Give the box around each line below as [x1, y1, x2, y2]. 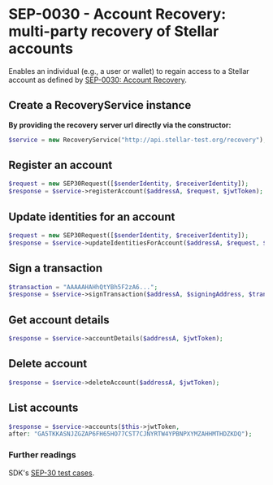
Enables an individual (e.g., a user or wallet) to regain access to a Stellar [8, 66, 249, 76]
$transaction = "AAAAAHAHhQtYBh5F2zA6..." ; [8, 283, 158, 291]
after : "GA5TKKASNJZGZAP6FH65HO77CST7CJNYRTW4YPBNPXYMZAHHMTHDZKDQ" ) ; [8, 430, 253, 439]
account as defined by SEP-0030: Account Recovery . [8, 75, 187, 84]
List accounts [8, 401, 79, 415]
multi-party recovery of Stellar [8, 22, 219, 41]
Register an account [8, 158, 113, 172]
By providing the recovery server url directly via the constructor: [8, 119, 232, 130]
